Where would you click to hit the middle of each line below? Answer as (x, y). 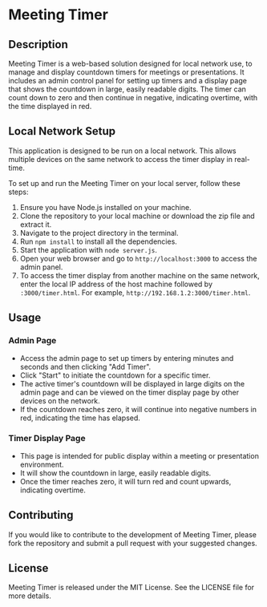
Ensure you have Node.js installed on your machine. (105, 207)
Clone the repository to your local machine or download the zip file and (137, 216)
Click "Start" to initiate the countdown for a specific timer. (115, 375)
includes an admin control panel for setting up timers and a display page (127, 81)
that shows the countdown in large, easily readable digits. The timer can (127, 89)
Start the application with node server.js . (89, 249)
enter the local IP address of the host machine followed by (116, 284)
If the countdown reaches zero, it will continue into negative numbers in (138, 409)
